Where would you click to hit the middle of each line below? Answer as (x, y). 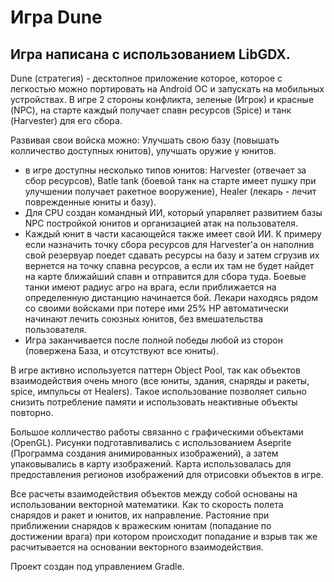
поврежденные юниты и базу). (90, 202)
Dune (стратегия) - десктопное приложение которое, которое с (146, 78)
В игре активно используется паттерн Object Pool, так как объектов (155, 370)
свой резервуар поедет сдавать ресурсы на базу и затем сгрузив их (172, 255)
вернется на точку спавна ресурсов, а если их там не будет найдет (169, 265)
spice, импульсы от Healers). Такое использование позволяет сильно (158, 391)
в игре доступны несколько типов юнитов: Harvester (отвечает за (165, 170)
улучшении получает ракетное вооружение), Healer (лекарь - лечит (170, 191)
